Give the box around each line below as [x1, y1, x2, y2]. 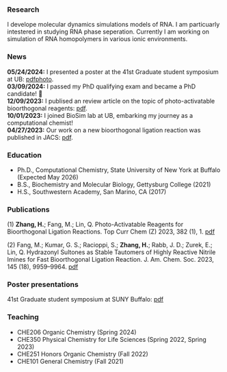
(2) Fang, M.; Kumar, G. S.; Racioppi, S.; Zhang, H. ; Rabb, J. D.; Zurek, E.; [7, 241, 213, 249]
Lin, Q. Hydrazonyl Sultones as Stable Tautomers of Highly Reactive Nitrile [7, 248, 216, 256]
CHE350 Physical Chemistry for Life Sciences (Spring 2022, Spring [16, 335, 206, 343]
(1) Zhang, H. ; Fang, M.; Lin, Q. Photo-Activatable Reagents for [7, 221, 183, 229]
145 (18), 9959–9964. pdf [7, 262, 79, 271]
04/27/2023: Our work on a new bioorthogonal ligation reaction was [7, 125, 201, 134]
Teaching [7, 312, 39, 322]
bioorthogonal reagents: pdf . [7, 104, 88, 112]
